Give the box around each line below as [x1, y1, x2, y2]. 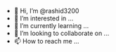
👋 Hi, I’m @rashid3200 [13, 7, 79, 15]
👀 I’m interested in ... [13, 14, 74, 22]
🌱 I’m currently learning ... [13, 22, 89, 30]
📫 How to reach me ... [13, 37, 79, 45]
